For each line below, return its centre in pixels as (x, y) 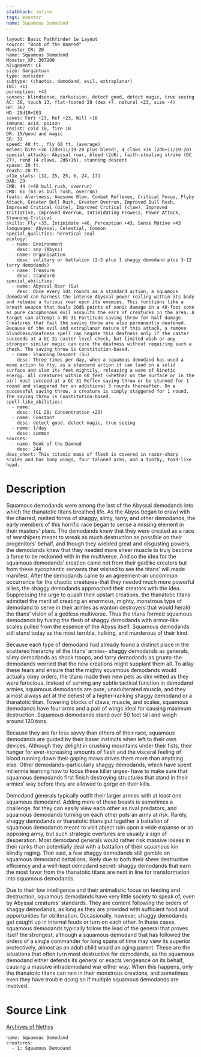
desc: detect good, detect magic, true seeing (76, 423)
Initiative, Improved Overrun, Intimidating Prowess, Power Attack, (94, 213)
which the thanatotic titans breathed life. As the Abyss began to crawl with (98, 512)
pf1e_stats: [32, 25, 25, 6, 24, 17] (53, 176)
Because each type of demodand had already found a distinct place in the (98, 645)
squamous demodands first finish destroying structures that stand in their (97, 778)
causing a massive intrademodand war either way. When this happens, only (100, 967)
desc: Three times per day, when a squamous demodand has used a (100, 360)
